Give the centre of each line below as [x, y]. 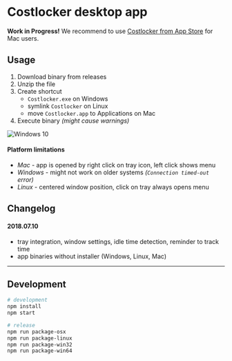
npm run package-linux [40, 338]
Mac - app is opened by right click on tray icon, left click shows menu [116, 165]
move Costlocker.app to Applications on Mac [91, 113]
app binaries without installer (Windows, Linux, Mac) [92, 256]
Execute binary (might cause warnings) [73, 121]
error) [26, 179]
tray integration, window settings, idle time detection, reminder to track [118, 241]
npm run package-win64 [40, 351]
